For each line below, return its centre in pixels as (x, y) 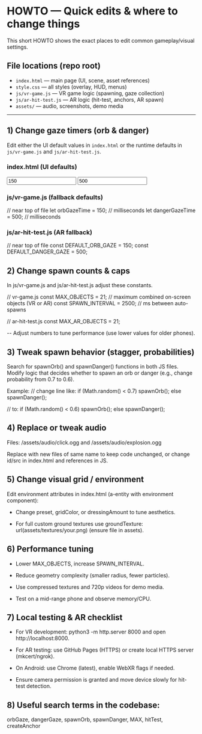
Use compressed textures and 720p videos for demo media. (90, 587)
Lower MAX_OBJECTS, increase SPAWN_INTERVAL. (80, 564)
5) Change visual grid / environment (76, 480)
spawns (16, 310)
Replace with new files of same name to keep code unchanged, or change (99, 454)
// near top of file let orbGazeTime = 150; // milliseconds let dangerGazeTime (101, 210)
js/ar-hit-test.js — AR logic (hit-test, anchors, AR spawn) (90, 99)
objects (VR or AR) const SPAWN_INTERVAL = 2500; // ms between (90, 303)
